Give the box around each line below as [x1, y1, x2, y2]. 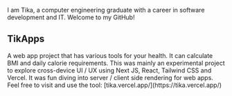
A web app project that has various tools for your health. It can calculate [7, 51, 213, 59]
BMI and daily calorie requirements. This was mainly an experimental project [7, 59, 225, 67]
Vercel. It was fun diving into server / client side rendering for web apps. [7, 73, 213, 81]
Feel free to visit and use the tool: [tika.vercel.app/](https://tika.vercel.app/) [7, 81, 222, 89]
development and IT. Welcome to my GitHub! [7, 13, 135, 21]
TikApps [7, 33, 45, 45]
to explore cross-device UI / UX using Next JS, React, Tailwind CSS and [7, 66, 212, 75]
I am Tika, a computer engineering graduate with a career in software [7, 6, 205, 14]
